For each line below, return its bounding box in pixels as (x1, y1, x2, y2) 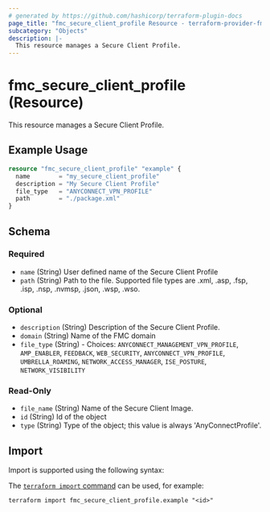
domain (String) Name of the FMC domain (19, 331, 157, 341)
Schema (8, 225, 51, 238)
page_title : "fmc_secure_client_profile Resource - (8, 19, 185, 27)
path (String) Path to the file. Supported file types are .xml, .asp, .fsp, (19, 275, 248, 285)
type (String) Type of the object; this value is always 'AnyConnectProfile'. (19, 420, 262, 431)
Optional (8, 303, 43, 315)
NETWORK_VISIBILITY (19, 367, 86, 375)
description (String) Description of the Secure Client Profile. (19, 323, 220, 332)
